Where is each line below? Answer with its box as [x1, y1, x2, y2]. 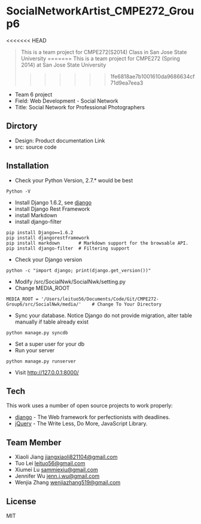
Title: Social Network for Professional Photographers [14, 103, 145, 110]
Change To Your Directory [97, 301, 162, 307]
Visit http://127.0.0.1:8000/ [14, 369, 79, 376]
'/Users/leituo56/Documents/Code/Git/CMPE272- [41, 296, 160, 302]
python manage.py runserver [6, 358, 77, 364]
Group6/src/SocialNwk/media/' [6, 301, 82, 307]
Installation [6, 161, 49, 171]
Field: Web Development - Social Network [14, 97, 118, 104]
